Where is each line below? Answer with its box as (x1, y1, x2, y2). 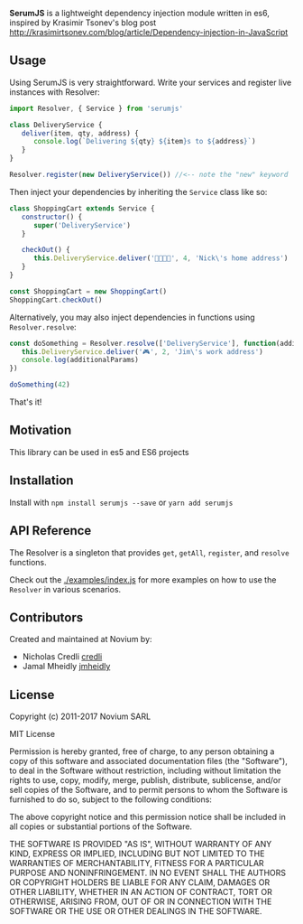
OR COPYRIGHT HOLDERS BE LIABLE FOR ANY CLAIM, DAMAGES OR (9, 877, 271, 888)
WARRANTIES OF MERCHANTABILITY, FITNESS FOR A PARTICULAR (9, 858, 264, 869)
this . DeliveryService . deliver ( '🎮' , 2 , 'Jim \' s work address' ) (21, 347, 263, 356)
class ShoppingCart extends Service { (9, 203, 155, 213)
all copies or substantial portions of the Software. (9, 821, 192, 832)
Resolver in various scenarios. (9, 583, 122, 594)
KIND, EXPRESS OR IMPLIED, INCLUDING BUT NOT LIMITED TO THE (9, 848, 265, 859)
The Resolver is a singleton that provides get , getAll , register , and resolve (9, 546, 290, 558)
